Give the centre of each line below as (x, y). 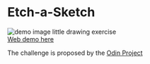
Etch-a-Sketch (51, 12)
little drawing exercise (84, 32)
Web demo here (31, 39)
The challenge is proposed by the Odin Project (75, 53)
